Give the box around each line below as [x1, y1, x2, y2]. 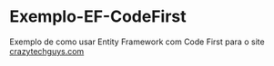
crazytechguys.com [9, 45, 85, 56]
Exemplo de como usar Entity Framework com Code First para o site [9, 36, 266, 47]
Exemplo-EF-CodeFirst [9, 6, 187, 27]
